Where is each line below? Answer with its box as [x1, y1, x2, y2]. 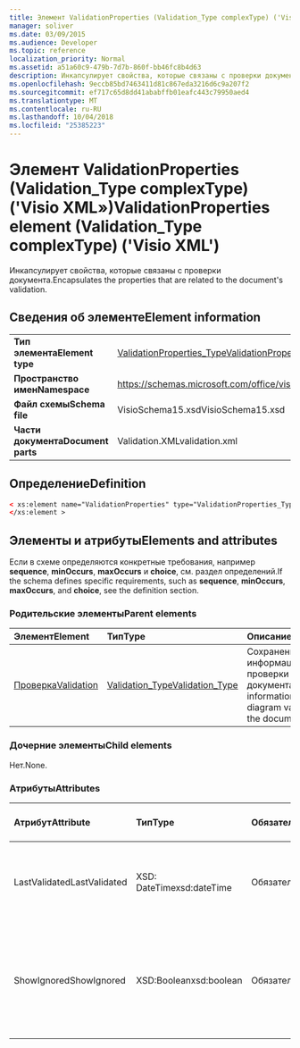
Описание [246, 631, 293, 643]
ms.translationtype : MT [9, 96, 98, 105]
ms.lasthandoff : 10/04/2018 [9, 113, 114, 122]
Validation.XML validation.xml [117, 434, 238, 447]
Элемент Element [13, 631, 90, 643]
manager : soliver [9, 21, 74, 30]
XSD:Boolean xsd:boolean [136, 975, 243, 987]
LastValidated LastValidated [13, 876, 128, 889]
